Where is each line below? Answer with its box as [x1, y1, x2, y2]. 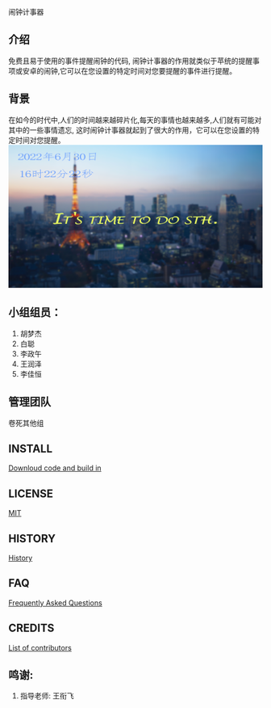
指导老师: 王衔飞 [19, 691, 74, 701]
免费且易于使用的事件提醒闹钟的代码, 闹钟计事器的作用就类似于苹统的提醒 [8, 56, 252, 65]
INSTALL [8, 441, 53, 455]
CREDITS [8, 622, 55, 635]
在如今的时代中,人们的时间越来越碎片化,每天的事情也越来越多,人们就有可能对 [8, 115, 262, 124]
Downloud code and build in [8, 463, 102, 473]
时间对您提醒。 [15, 135, 65, 145]
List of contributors [8, 643, 73, 652]
